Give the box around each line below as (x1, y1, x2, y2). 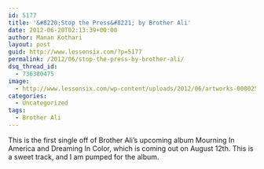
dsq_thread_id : (8, 63, 58, 71)
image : (8, 77, 30, 85)
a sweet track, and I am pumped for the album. (8, 152, 159, 161)
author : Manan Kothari (8, 33, 82, 42)
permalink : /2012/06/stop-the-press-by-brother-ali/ (8, 56, 185, 64)
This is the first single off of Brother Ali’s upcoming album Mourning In (8, 135, 235, 145)
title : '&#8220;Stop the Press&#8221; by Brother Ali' (8, 19, 192, 27)
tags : (8, 107, 26, 115)
